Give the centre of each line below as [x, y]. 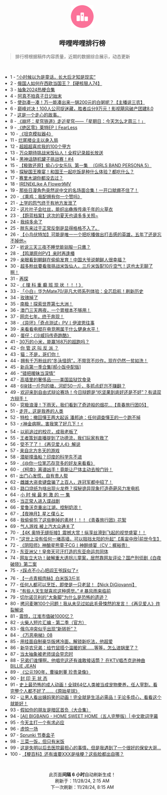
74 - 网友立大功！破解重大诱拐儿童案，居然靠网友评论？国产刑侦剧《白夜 [86, 558]
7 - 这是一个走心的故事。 [36, 115]
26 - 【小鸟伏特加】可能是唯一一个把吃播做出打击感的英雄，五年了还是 [83, 234]
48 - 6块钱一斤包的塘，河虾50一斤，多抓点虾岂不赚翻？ [68, 386]
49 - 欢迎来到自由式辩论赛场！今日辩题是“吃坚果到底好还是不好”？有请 [83, 392]
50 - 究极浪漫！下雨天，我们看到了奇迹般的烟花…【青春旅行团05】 [79, 405]
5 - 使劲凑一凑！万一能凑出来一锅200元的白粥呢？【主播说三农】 [77, 102]
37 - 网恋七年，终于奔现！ [37, 316]
